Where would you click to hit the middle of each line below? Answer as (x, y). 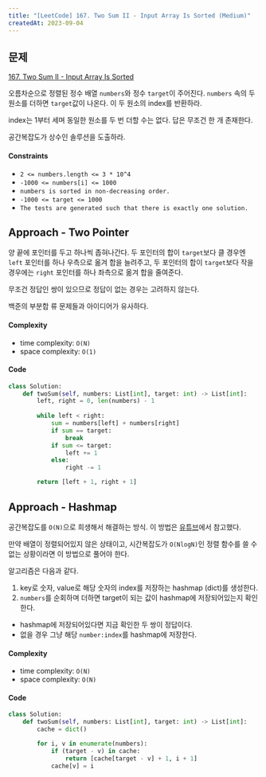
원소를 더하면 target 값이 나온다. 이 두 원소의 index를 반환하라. (105, 103)
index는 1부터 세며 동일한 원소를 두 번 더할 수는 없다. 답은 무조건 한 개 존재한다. (131, 120)
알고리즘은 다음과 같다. (43, 571)
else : (60, 460)
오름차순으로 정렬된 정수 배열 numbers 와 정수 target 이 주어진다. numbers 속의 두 (132, 93)
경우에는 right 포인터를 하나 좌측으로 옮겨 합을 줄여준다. (96, 272)
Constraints (28, 155)
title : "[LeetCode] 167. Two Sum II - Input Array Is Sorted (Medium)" (129, 16)
